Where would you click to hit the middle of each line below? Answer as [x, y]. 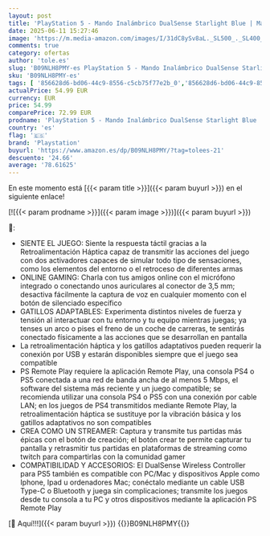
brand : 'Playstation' [45, 143]
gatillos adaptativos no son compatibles [86, 423]
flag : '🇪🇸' [28, 135]
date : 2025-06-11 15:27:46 [53, 31]
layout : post [30, 16]
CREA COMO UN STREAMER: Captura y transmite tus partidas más [131, 432]
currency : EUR [32, 98]
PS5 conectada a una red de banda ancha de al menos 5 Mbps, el [129, 380]
